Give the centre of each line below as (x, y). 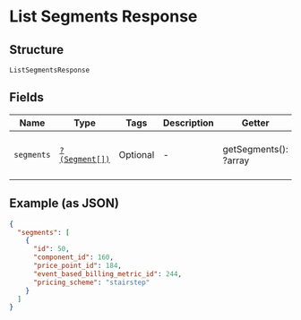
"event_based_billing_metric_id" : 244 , (107, 274)
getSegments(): (255, 149)
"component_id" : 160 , (73, 257)
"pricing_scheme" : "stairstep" (91, 282)
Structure (37, 50)
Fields (27, 97)
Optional (137, 154)
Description (188, 123)
